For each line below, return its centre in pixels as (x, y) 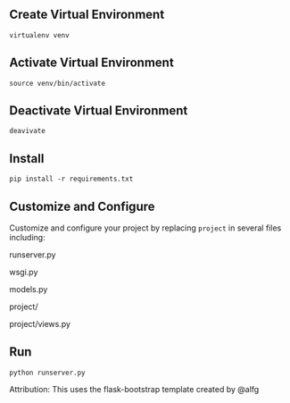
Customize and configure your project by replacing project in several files (145, 228)
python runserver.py (48, 373)
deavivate (28, 131)
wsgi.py (24, 273)
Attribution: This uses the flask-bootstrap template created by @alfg (134, 389)
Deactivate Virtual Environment (99, 111)
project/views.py (40, 324)
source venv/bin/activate (57, 83)
